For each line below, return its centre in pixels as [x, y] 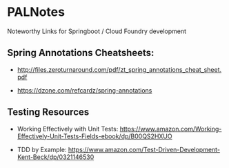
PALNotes [36, 12]
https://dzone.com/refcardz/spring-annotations [84, 90]
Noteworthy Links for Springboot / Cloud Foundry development [97, 31]
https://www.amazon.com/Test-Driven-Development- [144, 149]
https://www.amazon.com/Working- [171, 129]
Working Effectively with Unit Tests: [68, 129]
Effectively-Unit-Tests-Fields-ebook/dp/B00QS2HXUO [94, 136]
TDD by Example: [42, 149]
